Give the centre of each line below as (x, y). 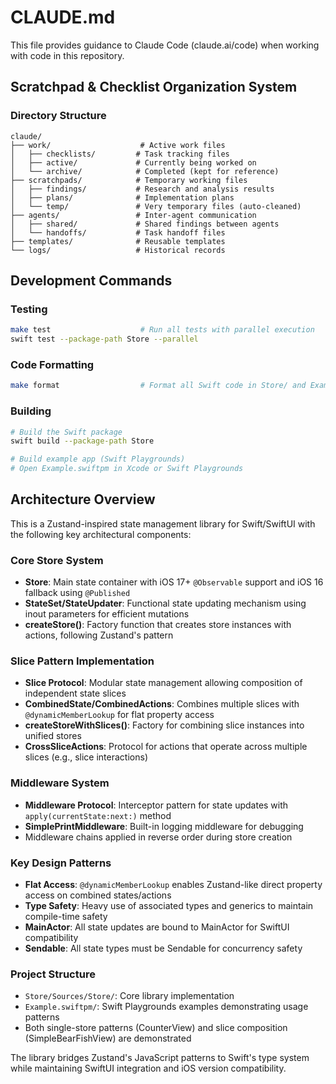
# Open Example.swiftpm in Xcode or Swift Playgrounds (127, 469)
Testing (29, 309)
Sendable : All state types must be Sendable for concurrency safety (163, 948)
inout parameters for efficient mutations (107, 614)
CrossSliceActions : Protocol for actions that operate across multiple (166, 747)
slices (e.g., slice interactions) (86, 757)
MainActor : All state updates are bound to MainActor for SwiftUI (157, 927)
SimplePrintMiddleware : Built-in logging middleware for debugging (164, 826)
